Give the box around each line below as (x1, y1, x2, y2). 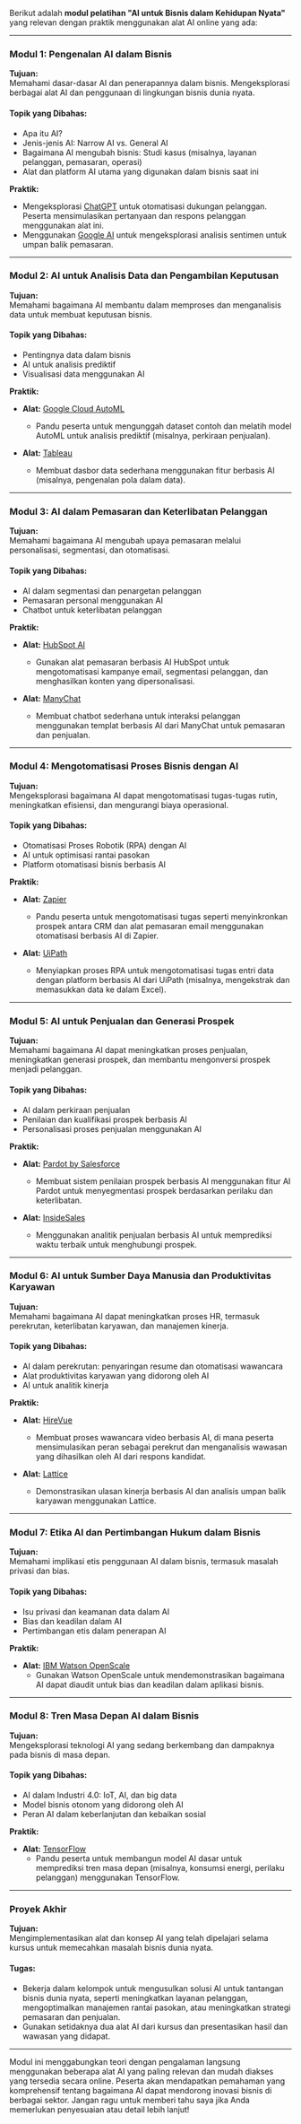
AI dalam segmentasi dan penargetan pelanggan (21, 585, 202, 596)
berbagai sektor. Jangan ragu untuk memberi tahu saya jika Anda (9, 2094, 251, 2105)
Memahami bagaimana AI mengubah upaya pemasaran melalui (9, 535, 242, 546)
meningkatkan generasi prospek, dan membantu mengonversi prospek (9, 1054, 271, 1066)
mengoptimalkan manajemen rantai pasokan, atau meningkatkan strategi (21, 2002, 291, 2013)
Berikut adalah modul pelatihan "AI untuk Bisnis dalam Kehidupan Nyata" (9, 8, 286, 18)
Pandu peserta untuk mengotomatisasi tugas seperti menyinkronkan (35, 911, 288, 922)
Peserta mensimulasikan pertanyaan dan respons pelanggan (21, 210, 246, 221)
